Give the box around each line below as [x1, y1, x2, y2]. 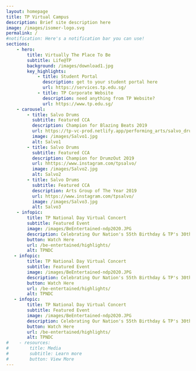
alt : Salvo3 [32, 204, 61, 210]
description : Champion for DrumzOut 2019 [32, 155, 134, 161]
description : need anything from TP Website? [43, 95, 156, 101]
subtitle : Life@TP [27, 57, 72, 63]
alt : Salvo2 [32, 172, 61, 178]
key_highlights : [27, 68, 66, 74]
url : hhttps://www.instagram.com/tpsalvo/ [32, 161, 137, 167]
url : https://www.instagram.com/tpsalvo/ [32, 193, 134, 199]
